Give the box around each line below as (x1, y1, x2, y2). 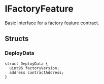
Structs (5, 34, 29, 43)
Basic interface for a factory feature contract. (5, 20, 99, 26)
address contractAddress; (9, 70, 64, 75)
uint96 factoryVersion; (9, 65, 59, 71)
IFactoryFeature (5, 3, 74, 15)
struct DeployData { (5, 61, 49, 66)
